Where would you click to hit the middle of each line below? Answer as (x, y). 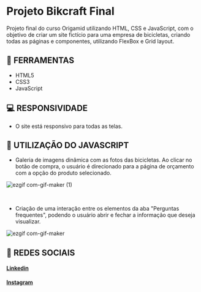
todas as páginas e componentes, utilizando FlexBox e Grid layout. (90, 41)
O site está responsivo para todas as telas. (69, 126)
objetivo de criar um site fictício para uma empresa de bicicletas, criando (98, 34)
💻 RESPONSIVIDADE (47, 108)
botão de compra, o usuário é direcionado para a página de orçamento (104, 167)
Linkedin (17, 268)
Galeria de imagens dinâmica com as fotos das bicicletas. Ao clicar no (104, 160)
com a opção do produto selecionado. (63, 173)
